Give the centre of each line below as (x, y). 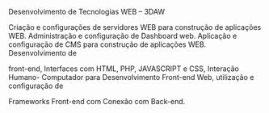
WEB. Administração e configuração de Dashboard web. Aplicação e (123, 36)
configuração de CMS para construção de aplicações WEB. (107, 44)
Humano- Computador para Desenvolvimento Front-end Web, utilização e (131, 77)
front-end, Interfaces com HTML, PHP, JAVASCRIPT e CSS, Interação (124, 69)
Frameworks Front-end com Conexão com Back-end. (97, 101)
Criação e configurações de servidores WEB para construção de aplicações (135, 27)
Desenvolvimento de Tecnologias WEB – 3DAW (87, 12)
